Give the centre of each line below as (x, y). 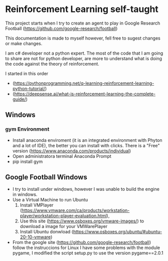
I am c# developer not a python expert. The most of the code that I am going (84, 53)
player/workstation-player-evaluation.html (63, 216)
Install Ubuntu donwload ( (47, 232)
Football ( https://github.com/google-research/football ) (61, 28)
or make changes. (24, 43)
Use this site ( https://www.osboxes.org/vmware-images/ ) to (82, 221)
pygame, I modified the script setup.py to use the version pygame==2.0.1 (88, 253)
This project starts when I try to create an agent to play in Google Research (83, 23)
